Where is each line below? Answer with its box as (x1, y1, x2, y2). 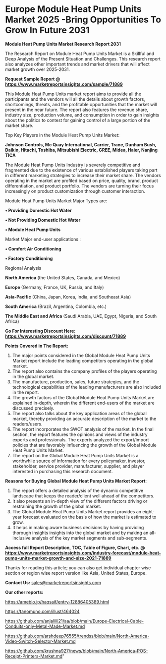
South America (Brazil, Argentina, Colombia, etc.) (5, 303, 107, 309)
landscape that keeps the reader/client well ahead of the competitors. (12, 492, 155, 499)
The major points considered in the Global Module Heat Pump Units (12, 352, 150, 358)
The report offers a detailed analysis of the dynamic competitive (12, 487, 144, 493)
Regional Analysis (5, 265, 42, 271)
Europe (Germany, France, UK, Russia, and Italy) (5, 284, 104, 290)
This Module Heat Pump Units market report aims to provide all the (5, 91, 142, 97)
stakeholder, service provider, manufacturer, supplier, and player (12, 463, 145, 469)
